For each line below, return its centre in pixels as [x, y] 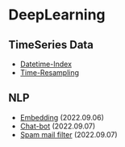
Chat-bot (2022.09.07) [58, 126]
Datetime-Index [46, 64]
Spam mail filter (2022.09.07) [69, 134]
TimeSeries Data [51, 45]
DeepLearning [57, 15]
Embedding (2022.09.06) [62, 117]
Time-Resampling [49, 73]
